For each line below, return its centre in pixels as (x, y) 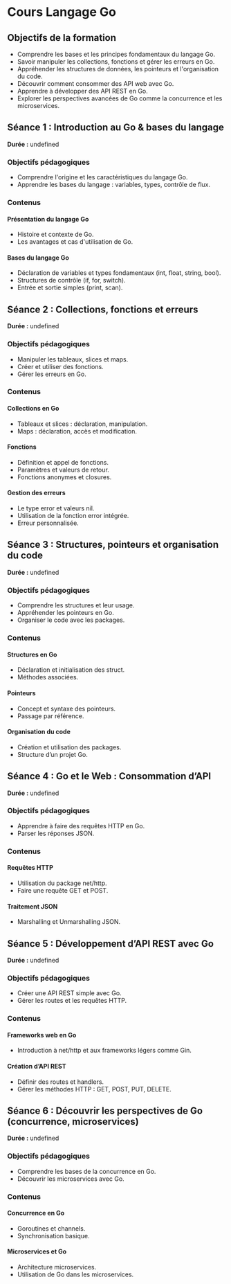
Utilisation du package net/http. (62, 883)
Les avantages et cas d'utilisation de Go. (75, 242)
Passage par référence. (50, 716)
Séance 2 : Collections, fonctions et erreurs (103, 309)
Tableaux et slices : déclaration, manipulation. (82, 424)
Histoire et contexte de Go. (55, 234)
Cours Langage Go (62, 12)
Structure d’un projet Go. (53, 754)
